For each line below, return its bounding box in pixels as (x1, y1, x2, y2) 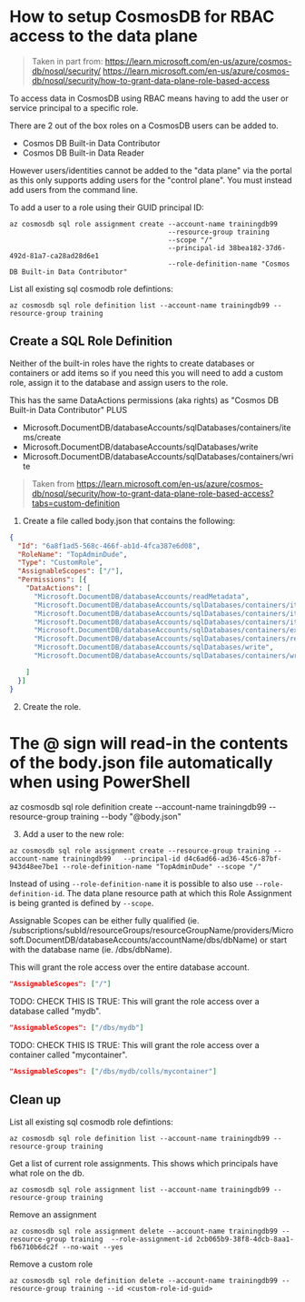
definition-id (9, 890, 64, 899)
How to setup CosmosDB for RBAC (9, 6, 275, 27)
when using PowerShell (9, 772, 191, 792)
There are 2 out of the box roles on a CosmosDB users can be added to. (9, 120, 279, 131)
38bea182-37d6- (228, 243, 286, 252)
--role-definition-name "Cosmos (167, 259, 290, 268)
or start (260, 934, 288, 945)
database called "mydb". (9, 1005, 102, 1016)
